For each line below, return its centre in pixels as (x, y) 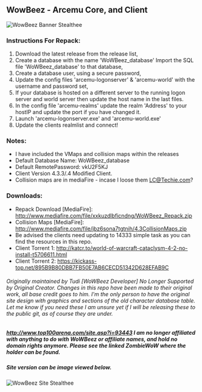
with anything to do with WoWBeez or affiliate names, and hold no (92, 339)
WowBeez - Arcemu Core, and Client (77, 10)
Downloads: (24, 196)
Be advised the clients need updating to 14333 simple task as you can (103, 235)
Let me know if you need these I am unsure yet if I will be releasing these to (101, 307)
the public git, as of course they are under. (60, 314)
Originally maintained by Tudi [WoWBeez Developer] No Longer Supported (100, 281)
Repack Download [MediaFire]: (54, 209)
